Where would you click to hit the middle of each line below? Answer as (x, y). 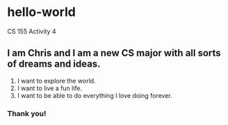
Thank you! (27, 113)
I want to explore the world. (56, 81)
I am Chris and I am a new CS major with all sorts (114, 53)
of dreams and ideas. (54, 64)
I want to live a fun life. (50, 88)
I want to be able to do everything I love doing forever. (95, 95)
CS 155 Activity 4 (32, 31)
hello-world (42, 12)
